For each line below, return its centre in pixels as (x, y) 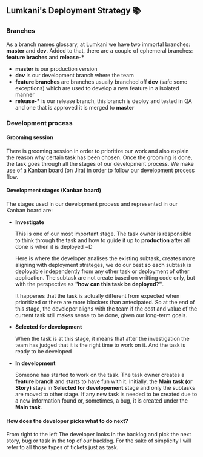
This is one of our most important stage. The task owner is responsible (103, 234)
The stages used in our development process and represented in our (92, 204)
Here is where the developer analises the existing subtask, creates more (105, 258)
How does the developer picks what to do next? (67, 421)
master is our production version (56, 68)
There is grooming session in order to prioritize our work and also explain (98, 151)
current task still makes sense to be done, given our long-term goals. (101, 315)
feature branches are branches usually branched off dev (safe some (101, 82)
